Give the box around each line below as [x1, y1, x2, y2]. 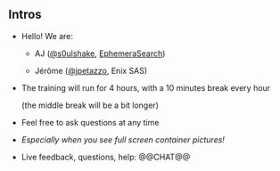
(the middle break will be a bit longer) [21, 100, 160, 110]
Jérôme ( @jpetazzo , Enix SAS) [34, 65, 148, 76]
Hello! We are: [21, 30, 73, 41]
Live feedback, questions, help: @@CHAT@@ [21, 151, 191, 162]
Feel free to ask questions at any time [21, 117, 160, 127]
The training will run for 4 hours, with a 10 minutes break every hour [21, 82, 271, 93]
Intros [8, 7, 42, 22]
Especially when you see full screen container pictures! [21, 134, 225, 145]
